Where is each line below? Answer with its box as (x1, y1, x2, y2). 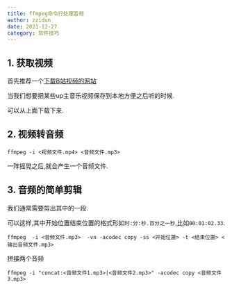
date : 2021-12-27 (7, 23, 58, 30)
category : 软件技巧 (7, 29, 60, 37)
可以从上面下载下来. (7, 106, 65, 115)
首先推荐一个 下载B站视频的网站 (7, 77, 97, 85)
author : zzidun (7, 17, 51, 24)
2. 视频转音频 (7, 129, 64, 140)
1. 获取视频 (7, 57, 53, 69)
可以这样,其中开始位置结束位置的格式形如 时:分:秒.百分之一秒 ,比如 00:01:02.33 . (7, 218, 226, 226)
